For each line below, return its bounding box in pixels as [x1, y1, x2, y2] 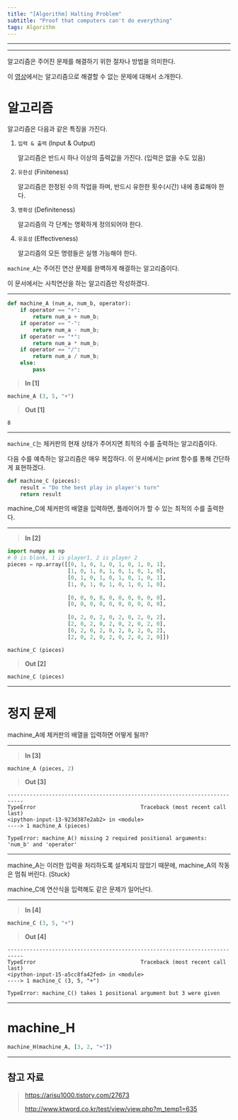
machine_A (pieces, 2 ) [7, 765, 74, 772]
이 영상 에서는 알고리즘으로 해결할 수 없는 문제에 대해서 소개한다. [7, 72, 183, 81]
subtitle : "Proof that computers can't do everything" [7, 17, 173, 24]
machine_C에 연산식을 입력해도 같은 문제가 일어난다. [7, 885, 153, 893]
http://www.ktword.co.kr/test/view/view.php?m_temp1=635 [24, 1104, 198, 1113]
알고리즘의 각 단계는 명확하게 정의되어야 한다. [17, 220, 143, 229]
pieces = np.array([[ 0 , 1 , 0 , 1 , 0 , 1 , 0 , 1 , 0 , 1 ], [7, 561, 166, 568]
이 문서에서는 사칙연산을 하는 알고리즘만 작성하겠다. [7, 279, 149, 288]
